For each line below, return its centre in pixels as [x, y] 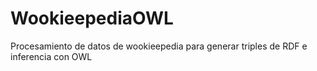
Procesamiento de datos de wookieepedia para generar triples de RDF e [159, 46]
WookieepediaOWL [92, 18]
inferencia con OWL [51, 56]
